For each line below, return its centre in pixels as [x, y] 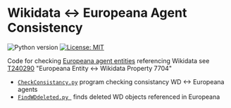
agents [27, 89]
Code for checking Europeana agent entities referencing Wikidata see [108, 60]
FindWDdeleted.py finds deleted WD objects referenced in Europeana [119, 97]
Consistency [45, 28]
